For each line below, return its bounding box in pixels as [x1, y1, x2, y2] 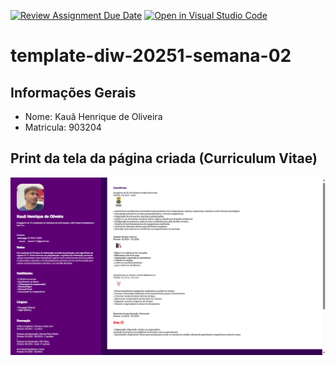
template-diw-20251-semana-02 [10, 45, 292, 67]
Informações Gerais [10, 84, 137, 101]
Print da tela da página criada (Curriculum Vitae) [10, 150, 318, 167]
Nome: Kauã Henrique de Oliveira [24, 111, 163, 122]
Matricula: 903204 [24, 121, 102, 133]
